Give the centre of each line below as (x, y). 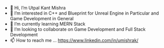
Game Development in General (42, 18)
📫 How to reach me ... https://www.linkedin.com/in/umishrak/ (74, 40)
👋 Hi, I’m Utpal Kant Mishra (38, 8)
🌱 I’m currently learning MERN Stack (48, 24)
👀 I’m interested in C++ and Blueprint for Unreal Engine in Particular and (85, 13)
